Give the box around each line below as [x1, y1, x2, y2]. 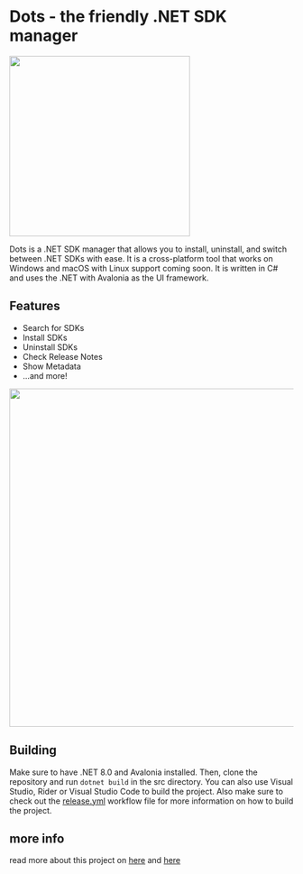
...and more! [22, 370, 68, 381]
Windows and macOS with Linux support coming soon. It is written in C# [9, 262, 279, 273]
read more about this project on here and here [9, 855, 181, 866]
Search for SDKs [22, 322, 85, 333]
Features [9, 299, 60, 314]
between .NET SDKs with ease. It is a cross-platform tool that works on [9, 253, 273, 263]
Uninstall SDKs [22, 341, 78, 353]
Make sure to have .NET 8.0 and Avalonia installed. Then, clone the [9, 767, 259, 777]
